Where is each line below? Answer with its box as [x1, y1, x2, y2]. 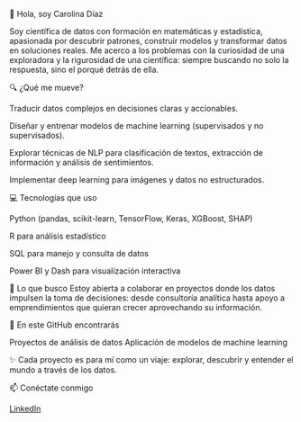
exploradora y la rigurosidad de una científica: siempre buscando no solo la [9, 55, 289, 65]
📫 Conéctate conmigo [9, 382, 94, 393]
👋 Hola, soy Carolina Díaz [9, 9, 104, 19]
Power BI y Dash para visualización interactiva [9, 265, 181, 276]
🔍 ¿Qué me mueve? [9, 82, 84, 93]
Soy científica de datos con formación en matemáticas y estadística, [9, 26, 263, 36]
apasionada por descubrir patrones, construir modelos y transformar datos [9, 36, 287, 46]
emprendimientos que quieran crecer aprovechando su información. [9, 302, 263, 312]
